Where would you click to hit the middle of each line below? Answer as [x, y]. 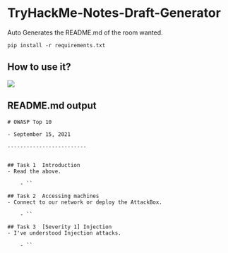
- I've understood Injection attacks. [64, 233]
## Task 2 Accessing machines [53, 196]
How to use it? [39, 67]
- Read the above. [34, 171]
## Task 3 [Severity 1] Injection [60, 227]
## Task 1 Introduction [44, 165]
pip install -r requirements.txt [56, 45]
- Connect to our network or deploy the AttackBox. [85, 202]
